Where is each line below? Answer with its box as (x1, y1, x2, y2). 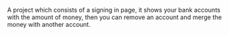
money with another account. (7, 21, 91, 28)
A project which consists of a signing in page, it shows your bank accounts (7, 6, 221, 14)
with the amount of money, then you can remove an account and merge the (7, 13, 222, 21)
